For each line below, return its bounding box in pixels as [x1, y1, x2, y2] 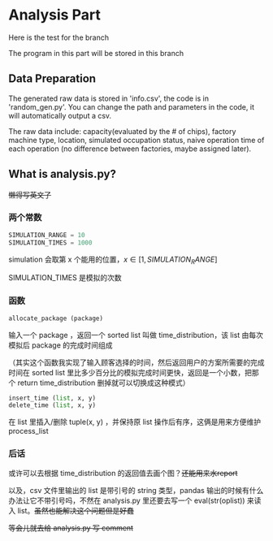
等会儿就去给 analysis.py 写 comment [8, 522, 134, 533]
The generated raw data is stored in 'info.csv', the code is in [8, 93, 210, 103]
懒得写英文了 [8, 189, 51, 200]
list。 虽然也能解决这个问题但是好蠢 [17, 505, 134, 515]
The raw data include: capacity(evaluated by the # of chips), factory [8, 126, 236, 136]
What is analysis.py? [8, 167, 116, 181]
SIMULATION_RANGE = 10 [8, 231, 85, 239]
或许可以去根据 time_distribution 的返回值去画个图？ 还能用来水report [8, 468, 238, 478]
